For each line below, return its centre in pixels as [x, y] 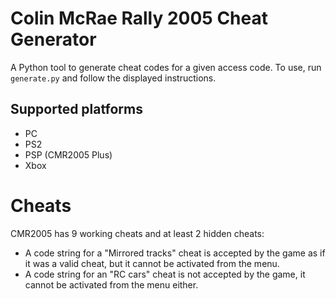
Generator [53, 39]
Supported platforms [76, 109]
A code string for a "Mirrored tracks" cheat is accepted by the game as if [175, 253]
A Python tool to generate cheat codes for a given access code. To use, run [166, 67]
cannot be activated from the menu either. [111, 284]
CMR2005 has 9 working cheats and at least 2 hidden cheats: [137, 233]
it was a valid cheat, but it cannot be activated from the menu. [152, 263]
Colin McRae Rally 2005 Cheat [139, 18]
